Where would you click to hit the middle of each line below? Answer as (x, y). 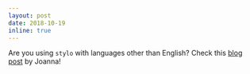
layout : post (30, 16)
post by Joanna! (35, 61)
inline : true (30, 30)
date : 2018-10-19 (37, 23)
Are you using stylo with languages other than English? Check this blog (125, 53)
